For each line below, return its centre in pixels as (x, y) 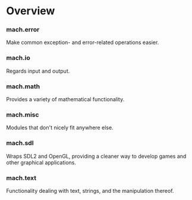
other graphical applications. (41, 162)
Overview (31, 11)
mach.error (23, 30)
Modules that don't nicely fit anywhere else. (60, 128)
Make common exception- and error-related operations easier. (83, 42)
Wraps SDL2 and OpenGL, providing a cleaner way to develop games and (96, 156)
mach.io (18, 58)
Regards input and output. (38, 71)
